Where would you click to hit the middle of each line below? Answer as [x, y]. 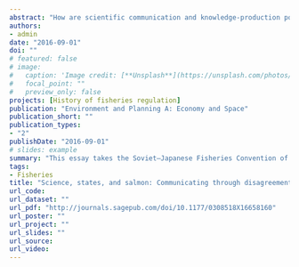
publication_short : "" [51, 117]
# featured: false [43, 59]
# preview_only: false [55, 92]
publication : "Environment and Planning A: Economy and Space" [129, 109]
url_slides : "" [37, 232]
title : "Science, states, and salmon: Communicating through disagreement [151, 183]
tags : [19, 166]
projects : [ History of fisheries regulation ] [95, 100]
